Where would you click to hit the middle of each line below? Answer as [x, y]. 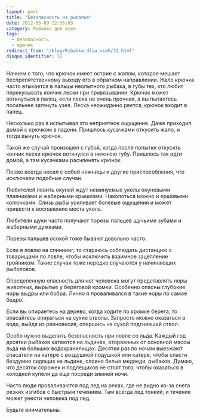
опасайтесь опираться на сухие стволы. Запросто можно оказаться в [96, 317]
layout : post [22, 12]
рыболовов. [21, 269]
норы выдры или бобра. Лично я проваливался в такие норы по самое [97, 293]
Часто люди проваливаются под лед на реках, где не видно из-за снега [98, 385]
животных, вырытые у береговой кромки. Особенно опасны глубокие [96, 287]
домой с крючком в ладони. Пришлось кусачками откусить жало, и [93, 129]
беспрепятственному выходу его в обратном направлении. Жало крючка [100, 80]
